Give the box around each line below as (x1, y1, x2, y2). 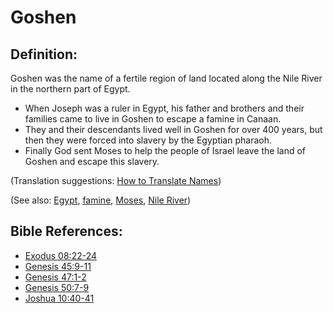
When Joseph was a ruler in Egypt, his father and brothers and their (24, 102, 305, 114)
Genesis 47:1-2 (24, 271, 87, 283)
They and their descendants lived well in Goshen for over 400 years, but (24, 124, 323, 135)
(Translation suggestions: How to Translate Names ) (10, 175, 222, 186)
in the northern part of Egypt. (10, 83, 131, 95)
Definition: (10, 46, 78, 63)
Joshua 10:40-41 (24, 292, 95, 304)
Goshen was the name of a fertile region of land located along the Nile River (10, 72, 323, 84)
